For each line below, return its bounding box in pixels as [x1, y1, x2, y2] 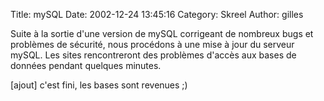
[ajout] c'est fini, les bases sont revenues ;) [10, 79, 188, 91]
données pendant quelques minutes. [10, 60, 162, 71]
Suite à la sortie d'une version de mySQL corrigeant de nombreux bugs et [10, 28, 314, 39]
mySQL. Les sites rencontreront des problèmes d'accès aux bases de [10, 49, 297, 61]
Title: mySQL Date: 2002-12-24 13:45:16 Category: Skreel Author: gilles [10, 9, 304, 20]
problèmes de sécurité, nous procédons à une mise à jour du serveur [10, 39, 295, 50]
